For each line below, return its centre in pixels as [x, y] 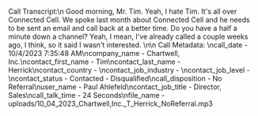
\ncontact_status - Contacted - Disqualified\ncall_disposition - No [115, 79]
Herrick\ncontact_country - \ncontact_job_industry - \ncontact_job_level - [129, 70]
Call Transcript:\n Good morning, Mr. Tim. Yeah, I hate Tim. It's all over [123, 11]
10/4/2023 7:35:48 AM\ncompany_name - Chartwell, [94, 53]
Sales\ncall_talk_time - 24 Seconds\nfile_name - [86, 95]
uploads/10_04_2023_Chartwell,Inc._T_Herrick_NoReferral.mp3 [111, 103]
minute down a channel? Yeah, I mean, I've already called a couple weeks [128, 36]
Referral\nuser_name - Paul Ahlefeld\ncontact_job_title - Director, [115, 87]
